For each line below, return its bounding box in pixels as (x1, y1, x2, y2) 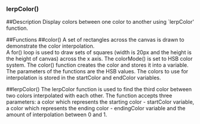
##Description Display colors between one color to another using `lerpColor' (6, 18, 195, 26)
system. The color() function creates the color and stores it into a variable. (6, 61, 189, 69)
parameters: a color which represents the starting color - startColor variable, (6, 98, 195, 106)
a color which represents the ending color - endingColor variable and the (6, 105, 186, 112)
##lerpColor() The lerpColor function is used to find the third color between (6, 86, 192, 93)
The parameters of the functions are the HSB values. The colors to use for (6, 68, 189, 75)
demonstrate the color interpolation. (6, 42, 95, 49)
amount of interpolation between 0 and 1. (6, 111, 107, 118)
